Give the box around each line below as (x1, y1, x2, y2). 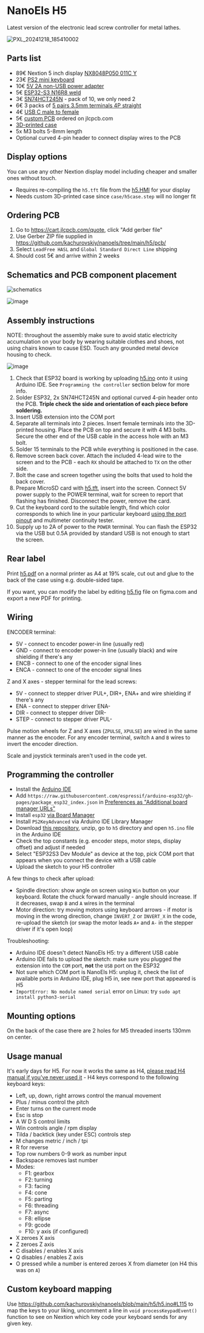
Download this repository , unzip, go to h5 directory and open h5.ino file (15, 824, 194, 832)
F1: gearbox (24, 1169, 55, 1177)
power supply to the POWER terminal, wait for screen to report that (15, 491, 183, 498)
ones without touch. (7, 174, 57, 181)
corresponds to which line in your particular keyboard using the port (15, 510, 187, 517)
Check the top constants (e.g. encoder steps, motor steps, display (15, 837, 182, 844)
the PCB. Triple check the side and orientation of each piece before (15, 400, 189, 408)
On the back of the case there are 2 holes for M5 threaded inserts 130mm (7, 1027, 191, 1034)
